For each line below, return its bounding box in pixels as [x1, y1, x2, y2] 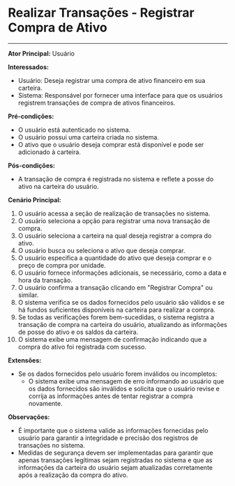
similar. [17, 291, 39, 299]
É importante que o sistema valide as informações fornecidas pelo [17, 426, 209, 434]
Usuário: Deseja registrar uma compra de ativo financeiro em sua [17, 76, 206, 84]
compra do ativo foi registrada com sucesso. [17, 342, 147, 351]
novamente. [28, 399, 63, 407]
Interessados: [8, 63, 50, 71]
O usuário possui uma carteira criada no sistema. [17, 132, 160, 141]
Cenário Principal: [8, 195, 61, 204]
